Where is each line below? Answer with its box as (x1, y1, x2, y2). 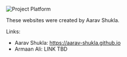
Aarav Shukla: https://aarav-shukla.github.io (14, 40, 121, 46)
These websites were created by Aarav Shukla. (6, 17, 120, 23)
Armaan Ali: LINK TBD (14, 45, 68, 52)
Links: (6, 28, 20, 35)
